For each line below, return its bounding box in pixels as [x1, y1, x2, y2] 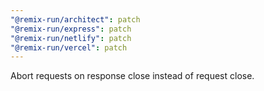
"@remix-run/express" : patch [10, 24, 132, 34]
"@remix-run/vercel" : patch [10, 42, 128, 53]
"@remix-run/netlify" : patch [10, 33, 132, 43]
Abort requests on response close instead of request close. [10, 70, 255, 82]
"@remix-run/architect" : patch [10, 14, 141, 25]
